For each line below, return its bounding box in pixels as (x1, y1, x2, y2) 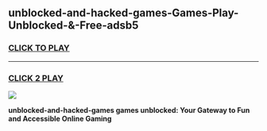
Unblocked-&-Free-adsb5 (8, 19, 139, 33)
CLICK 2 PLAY (8, 72, 64, 83)
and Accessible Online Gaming (8, 114, 112, 123)
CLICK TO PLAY (8, 43, 70, 54)
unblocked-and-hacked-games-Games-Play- (8, 6, 239, 20)
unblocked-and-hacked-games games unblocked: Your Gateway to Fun (8, 105, 250, 114)
